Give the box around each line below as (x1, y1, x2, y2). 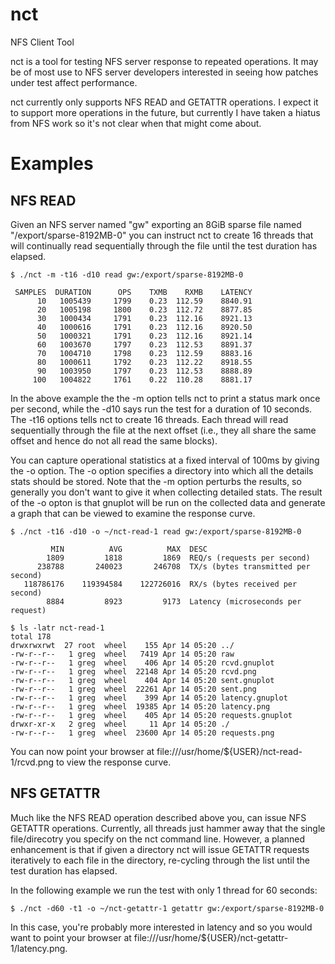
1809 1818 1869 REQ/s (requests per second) (46, 553, 311, 563)
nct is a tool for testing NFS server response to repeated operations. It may (10, 55, 319, 67)
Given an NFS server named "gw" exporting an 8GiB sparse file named (10, 218, 302, 230)
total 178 (10, 631, 52, 642)
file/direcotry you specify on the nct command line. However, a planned (10, 833, 306, 845)
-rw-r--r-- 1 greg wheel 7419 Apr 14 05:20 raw (10, 649, 235, 659)
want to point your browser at (10, 931, 132, 943)
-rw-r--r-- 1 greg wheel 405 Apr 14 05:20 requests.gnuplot (10, 710, 293, 720)
